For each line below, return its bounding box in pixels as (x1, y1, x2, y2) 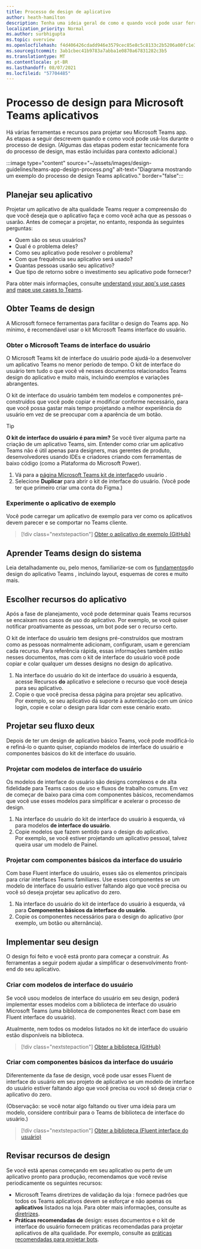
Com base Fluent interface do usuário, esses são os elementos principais (6, 869, 187, 877)
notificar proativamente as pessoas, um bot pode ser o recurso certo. (6, 623, 178, 631)
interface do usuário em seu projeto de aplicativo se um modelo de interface (6, 1078, 195, 1085)
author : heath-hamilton (6, 14, 66, 20)
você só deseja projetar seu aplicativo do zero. (6, 889, 121, 896)
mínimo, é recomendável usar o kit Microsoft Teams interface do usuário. (6, 325, 187, 333)
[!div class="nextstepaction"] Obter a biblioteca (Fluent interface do (20, 1127, 188, 1134)
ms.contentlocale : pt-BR (6, 59, 68, 65)
